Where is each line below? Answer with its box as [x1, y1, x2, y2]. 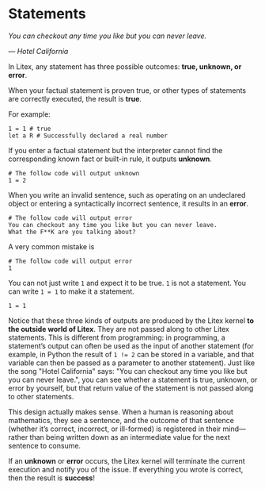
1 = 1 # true [8, 125, 51, 133]
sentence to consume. [8, 441, 81, 450]
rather [8, 432, 28, 441]
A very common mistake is [8, 241, 95, 251]
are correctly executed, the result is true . [8, 94, 142, 103]
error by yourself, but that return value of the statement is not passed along [8, 383, 254, 393]
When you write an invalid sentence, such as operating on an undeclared [8, 190, 246, 199]
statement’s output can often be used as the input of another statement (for [8, 341, 255, 350]
